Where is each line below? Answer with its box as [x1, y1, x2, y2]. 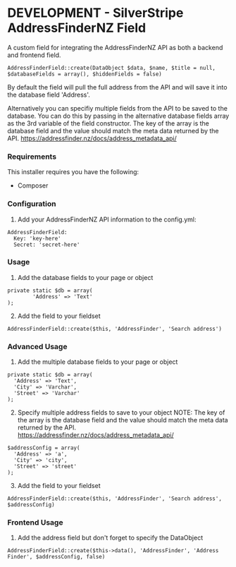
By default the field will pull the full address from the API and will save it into [7, 83, 228, 91]
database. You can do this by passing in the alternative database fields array [7, 111, 230, 120]
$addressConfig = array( [7, 444, 80, 452]
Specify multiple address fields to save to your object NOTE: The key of [17, 408, 225, 417]
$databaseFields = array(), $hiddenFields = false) [7, 71, 162, 78]
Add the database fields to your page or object [17, 273, 154, 281]
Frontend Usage [7, 518, 63, 528]
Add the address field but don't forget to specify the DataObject [17, 534, 203, 542]
